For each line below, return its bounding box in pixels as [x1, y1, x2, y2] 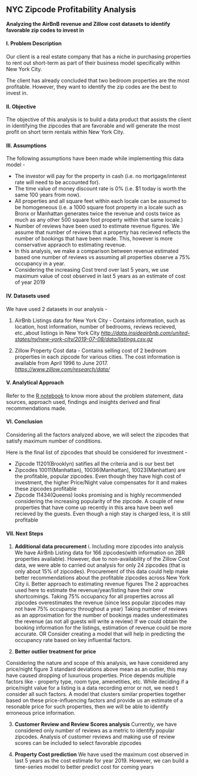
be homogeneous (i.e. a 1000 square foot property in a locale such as [14, 204, 183, 211]
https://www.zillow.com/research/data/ [14, 366, 110, 373]
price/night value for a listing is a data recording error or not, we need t [6, 684, 178, 691]
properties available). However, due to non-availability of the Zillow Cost [14, 556, 190, 563]
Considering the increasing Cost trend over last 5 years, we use [14, 266, 169, 273]
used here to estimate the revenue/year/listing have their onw [14, 587, 163, 594]
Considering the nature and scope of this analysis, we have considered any [6, 660, 189, 667]
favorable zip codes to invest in [6, 26, 84, 34]
